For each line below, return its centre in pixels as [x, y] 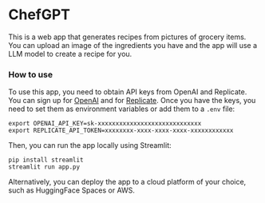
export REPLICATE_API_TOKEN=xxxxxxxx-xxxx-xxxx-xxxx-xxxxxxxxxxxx [121, 131]
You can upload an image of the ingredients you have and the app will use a [133, 45]
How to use [31, 74]
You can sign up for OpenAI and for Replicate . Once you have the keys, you [132, 101]
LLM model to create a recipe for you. [70, 54]
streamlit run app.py [44, 167]
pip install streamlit [46, 160]
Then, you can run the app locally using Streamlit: [90, 145]
